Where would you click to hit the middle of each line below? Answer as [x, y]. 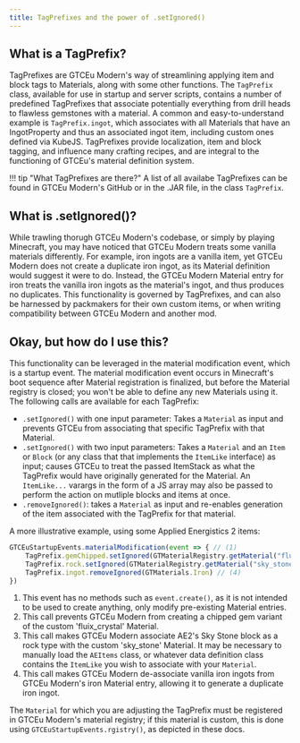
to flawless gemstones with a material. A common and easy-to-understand [146, 114]
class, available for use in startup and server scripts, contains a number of [146, 94]
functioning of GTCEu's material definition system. [102, 161]
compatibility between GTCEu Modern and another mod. [113, 313]
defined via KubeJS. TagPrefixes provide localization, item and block [135, 142]
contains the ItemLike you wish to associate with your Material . [139, 664]
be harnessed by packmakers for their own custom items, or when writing [145, 304]
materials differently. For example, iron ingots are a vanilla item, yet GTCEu [146, 257]
